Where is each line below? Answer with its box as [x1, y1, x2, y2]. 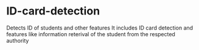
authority [6, 37, 29, 44]
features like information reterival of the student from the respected [6, 30, 175, 37]
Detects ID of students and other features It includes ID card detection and [6, 24, 194, 31]
